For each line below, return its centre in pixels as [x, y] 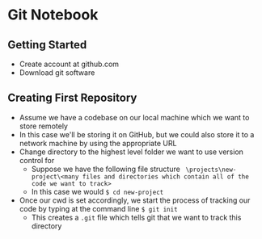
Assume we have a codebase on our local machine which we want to [134, 117]
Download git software [57, 73]
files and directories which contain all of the [166, 176]
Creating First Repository [72, 98]
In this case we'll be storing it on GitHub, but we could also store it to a [137, 134]
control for [37, 160]
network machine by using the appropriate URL [98, 143]
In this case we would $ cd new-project [97, 191]
